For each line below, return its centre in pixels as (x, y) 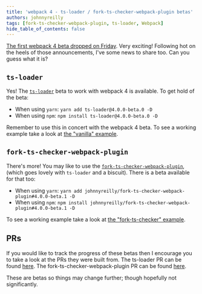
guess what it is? (27, 59)
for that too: (21, 179)
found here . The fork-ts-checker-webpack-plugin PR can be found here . (96, 266)
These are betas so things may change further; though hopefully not (92, 278)
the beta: (18, 98)
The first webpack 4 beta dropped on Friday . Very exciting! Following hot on (101, 46)
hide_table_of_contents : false (46, 29)
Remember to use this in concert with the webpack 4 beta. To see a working (101, 127)
